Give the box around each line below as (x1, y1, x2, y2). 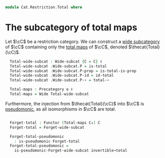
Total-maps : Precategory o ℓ (10, 87, 73, 92)
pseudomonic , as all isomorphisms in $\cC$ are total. (5, 106, 116, 112)
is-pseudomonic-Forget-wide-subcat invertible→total (14, 148, 128, 153)
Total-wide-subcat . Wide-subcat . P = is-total (10, 64, 107, 69)
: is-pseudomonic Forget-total (14, 139, 80, 144)
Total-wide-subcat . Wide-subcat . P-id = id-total (10, 73, 114, 78)
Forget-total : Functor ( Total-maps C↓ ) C (10, 120, 100, 125)
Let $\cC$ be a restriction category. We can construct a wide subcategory (5, 38, 160, 44)
